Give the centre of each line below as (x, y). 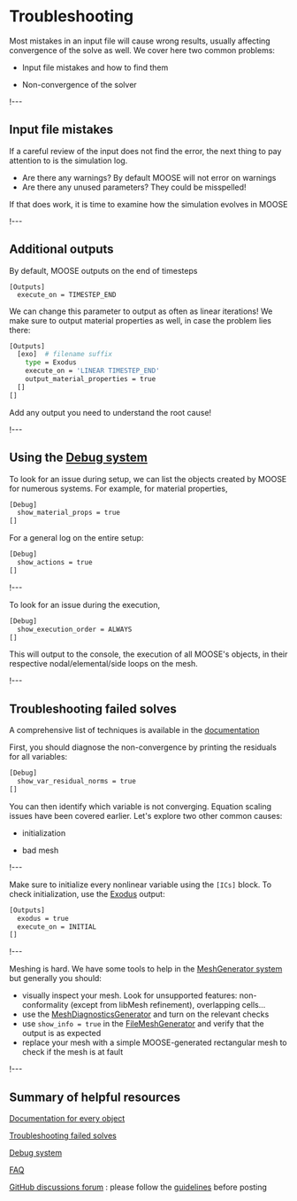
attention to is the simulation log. (69, 160)
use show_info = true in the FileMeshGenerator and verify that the (143, 1024)
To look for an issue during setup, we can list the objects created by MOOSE (148, 479)
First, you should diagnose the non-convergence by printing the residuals (143, 747)
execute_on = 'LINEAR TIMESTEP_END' (93, 371)
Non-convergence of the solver (79, 84)
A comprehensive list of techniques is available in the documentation (134, 730)
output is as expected (61, 1033)
